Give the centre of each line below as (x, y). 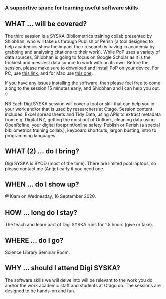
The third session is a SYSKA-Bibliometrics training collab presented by (79, 36)
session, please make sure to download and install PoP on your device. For (82, 68)
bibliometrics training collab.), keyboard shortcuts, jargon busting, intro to (81, 130)
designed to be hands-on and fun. (40, 291)
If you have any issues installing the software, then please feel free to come (83, 83)
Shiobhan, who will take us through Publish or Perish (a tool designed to (79, 41)
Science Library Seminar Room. (38, 252)
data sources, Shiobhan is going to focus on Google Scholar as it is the (78, 57)
